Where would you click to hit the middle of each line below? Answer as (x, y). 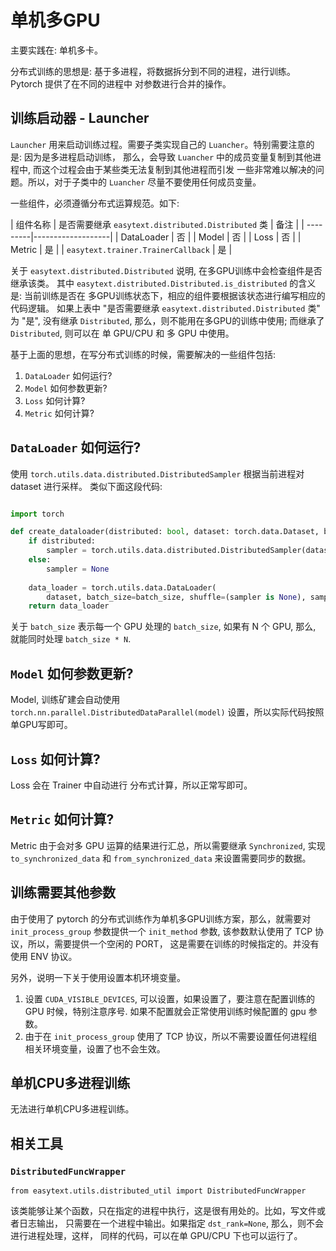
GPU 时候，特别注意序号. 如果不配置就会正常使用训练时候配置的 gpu (165, 1011)
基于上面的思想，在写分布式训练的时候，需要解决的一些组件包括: (143, 354)
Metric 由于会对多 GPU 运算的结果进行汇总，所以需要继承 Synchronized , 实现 (168, 845)
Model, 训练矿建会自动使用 (65, 700)
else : (40, 560)
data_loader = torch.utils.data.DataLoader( (122, 587)
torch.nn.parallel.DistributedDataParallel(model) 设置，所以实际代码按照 (167, 712)
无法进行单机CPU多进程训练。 (72, 1109)
